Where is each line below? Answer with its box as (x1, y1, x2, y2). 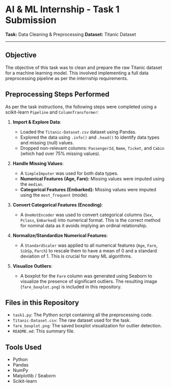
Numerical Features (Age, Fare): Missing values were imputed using (20, 175, 164, 182)
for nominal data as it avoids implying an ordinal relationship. (20, 222, 148, 228)
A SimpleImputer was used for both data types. (20, 170, 119, 176)
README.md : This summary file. (12, 328, 75, 334)
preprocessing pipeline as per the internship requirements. (5, 75, 128, 81)
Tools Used (5, 343, 42, 351)
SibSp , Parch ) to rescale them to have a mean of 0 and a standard (20, 247, 157, 253)
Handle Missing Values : (12, 160, 64, 166)
